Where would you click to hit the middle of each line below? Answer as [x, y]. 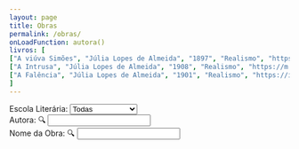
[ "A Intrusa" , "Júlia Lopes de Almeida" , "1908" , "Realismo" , [127, 67]
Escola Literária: [39, 108]
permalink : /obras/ [45, 34]
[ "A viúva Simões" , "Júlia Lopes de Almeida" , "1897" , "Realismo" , [137, 59]
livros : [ [28, 51]
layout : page [33, 17]
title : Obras [33, 26]
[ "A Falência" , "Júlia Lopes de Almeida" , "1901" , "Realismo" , [129, 75]
